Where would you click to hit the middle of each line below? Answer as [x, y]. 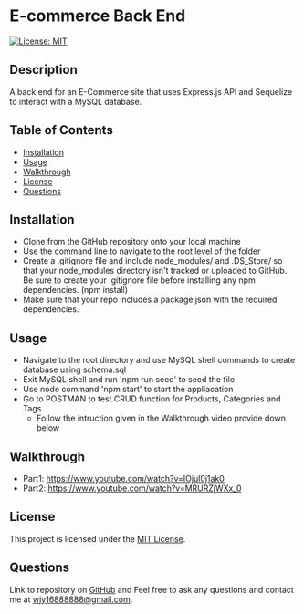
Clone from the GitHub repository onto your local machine [131, 242]
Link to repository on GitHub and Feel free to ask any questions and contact [152, 589]
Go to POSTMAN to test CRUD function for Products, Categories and [152, 399]
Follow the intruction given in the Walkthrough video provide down [161, 418]
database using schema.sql [74, 369]
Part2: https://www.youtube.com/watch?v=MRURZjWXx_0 [132, 488]
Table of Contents [62, 130]
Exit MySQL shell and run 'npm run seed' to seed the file [129, 380]
